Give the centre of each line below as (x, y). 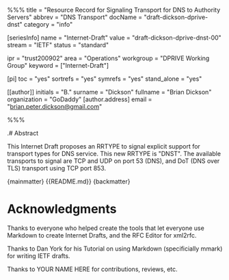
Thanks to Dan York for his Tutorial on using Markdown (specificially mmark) (115, 249)
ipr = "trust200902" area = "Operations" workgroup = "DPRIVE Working (108, 58)
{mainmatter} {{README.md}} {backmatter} (69, 181)
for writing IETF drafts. (39, 255)
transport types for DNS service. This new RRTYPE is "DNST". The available (114, 154)
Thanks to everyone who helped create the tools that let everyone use (106, 228)
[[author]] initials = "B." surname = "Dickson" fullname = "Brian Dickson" (109, 92)
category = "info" (48, 24)
